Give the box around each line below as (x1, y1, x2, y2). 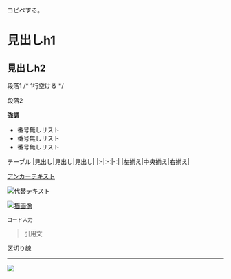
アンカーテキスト (7, 172, 56, 180)
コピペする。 (7, 6, 43, 14)
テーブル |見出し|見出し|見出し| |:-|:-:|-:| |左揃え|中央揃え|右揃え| (7, 158, 190, 165)
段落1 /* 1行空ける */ (7, 82, 64, 90)
